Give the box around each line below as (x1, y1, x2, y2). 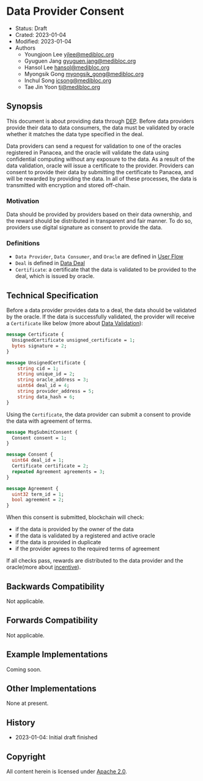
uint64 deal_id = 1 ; (12, 457, 64, 464)
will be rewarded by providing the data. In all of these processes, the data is (6, 175, 197, 182)
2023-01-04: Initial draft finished (15, 734, 98, 741)
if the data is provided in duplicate (15, 539, 102, 546)
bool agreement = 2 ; (12, 497, 64, 503)
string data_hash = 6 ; (17, 394, 75, 400)
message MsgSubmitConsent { (6, 429, 78, 435)
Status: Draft (15, 25, 48, 32)
